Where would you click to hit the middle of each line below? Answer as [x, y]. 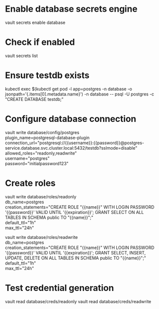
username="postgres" [27, 158]
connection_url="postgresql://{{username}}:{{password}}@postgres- [75, 143]
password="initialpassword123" [37, 163]
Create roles [30, 183]
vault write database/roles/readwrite [42, 237]
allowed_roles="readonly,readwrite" [41, 153]
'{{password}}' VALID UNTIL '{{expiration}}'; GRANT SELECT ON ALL [75, 212]
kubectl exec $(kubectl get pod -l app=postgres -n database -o [69, 89]
